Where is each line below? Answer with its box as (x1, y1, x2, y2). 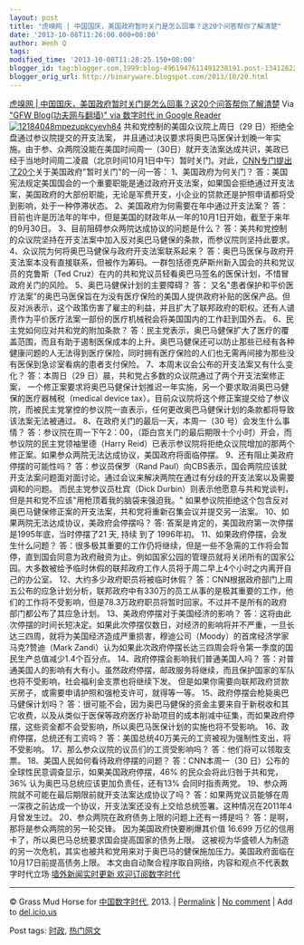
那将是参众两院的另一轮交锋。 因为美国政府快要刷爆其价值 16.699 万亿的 (9, 823, 279, 834)
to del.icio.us (9, 906, 57, 917)
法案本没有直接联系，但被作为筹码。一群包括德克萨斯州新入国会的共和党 (16, 256, 287, 267)
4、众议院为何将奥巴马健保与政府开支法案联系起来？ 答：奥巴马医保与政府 (9, 246, 287, 256)
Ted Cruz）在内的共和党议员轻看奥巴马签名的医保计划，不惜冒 (56, 268, 290, 279)
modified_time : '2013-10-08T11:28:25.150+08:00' (9, 55, 196, 64)
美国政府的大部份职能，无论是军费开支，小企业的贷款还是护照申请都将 (24, 188, 287, 199)
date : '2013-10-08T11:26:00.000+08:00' (9, 30, 160, 39)
